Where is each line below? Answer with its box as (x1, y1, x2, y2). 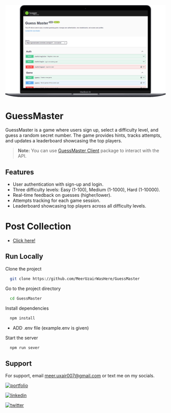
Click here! (12, 238, 36, 244)
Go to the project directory (5, 285, 61, 291)
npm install (10, 315, 36, 320)
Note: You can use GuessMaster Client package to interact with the (17, 147, 159, 154)
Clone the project (5, 265, 42, 272)
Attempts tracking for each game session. (12, 197, 101, 203)
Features (5, 168, 34, 176)
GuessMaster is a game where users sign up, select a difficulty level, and (5, 127, 159, 133)
